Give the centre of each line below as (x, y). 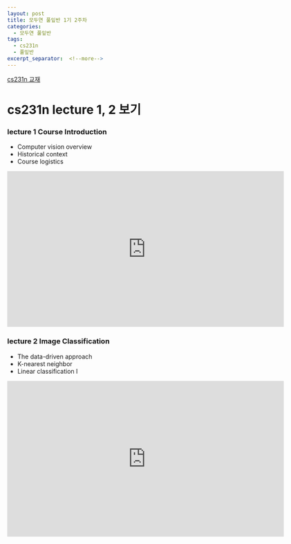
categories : (24, 26)
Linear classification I (47, 371)
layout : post (26, 13)
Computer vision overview (54, 147)
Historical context (42, 154)
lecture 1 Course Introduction (57, 132)
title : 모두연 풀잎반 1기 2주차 (47, 20)
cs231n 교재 (24, 79)
